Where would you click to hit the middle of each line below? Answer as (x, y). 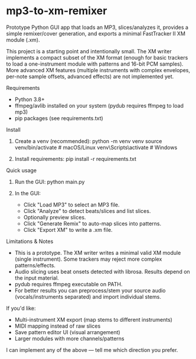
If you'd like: (21, 308)
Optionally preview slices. (55, 217)
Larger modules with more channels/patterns (69, 338)
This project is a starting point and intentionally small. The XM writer (89, 51)
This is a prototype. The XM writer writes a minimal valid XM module (98, 253)
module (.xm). (23, 40)
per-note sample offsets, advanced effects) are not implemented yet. (90, 76)
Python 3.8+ (30, 99)
